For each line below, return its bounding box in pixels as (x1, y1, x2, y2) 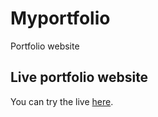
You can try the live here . (10, 95, 114, 107)
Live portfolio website (10, 69, 149, 86)
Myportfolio (10, 7, 111, 30)
